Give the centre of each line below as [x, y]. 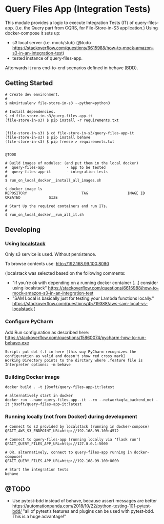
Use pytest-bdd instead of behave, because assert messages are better [84, 501]
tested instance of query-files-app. [47, 58]
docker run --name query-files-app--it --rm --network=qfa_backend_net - [82, 400]
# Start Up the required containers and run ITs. [57, 206]
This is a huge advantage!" [39, 517]
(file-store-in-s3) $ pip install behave [48, 137]
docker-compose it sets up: [33, 33]
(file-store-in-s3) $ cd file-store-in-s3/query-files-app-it [70, 133]
